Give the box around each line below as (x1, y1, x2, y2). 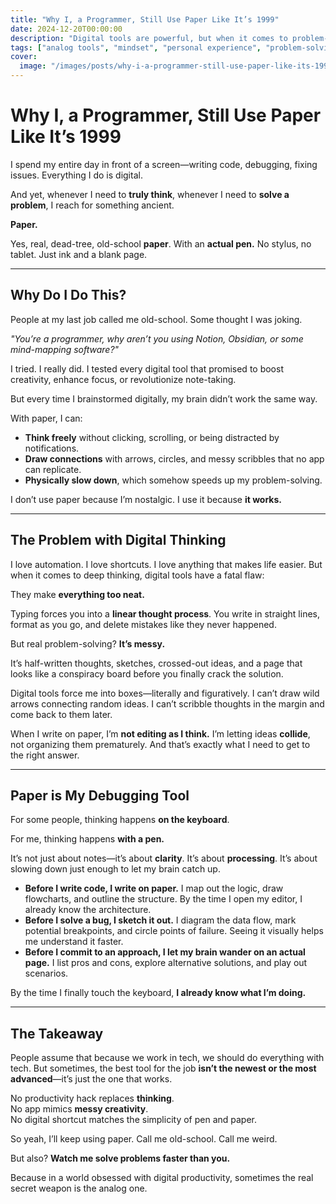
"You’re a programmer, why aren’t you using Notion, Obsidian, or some (10, 332, 304, 345)
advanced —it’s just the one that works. (10, 1073, 173, 1085)
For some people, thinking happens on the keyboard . (10, 814, 230, 826)
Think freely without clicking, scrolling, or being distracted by (24, 431, 280, 443)
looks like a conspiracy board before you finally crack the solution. (10, 667, 284, 680)
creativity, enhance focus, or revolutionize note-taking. (10, 373, 237, 385)
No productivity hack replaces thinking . (10, 1092, 175, 1105)
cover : (10, 52, 38, 62)
